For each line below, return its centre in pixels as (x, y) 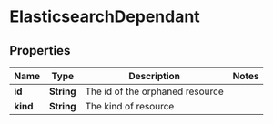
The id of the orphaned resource (155, 91)
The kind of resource (130, 106)
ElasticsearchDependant (105, 17)
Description (154, 76)
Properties (40, 51)
